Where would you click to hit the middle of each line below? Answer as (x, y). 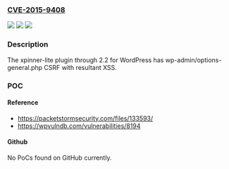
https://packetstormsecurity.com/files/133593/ (85, 118)
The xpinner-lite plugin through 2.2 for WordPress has (86, 60)
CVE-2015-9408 (36, 10)
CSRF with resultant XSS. (81, 67)
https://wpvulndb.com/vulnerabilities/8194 (79, 126)
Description (28, 45)
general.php (25, 67)
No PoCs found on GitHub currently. (60, 158)
